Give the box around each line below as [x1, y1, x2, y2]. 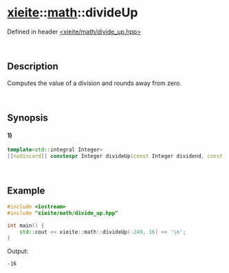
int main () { [7, 222, 45, 229]
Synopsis [7, 112, 48, 124]
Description [7, 60, 58, 73]
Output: [7, 247, 29, 255]
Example [7, 185, 45, 197]
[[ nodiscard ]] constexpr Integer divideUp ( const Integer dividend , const [7, 153, 223, 160]
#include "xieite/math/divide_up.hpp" [7, 209, 118, 217]
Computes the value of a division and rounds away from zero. [7, 79, 182, 87]
